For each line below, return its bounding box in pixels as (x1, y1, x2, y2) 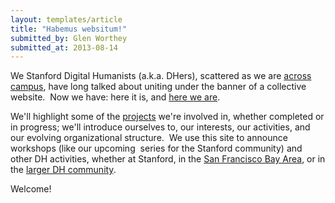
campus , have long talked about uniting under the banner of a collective (10, 81, 307, 93)
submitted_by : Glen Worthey (10, 33, 128, 43)
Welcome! (10, 183, 52, 195)
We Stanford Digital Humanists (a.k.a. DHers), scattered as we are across (10, 70, 312, 82)
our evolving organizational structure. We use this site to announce (10, 132, 288, 144)
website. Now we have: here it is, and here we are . (10, 91, 221, 103)
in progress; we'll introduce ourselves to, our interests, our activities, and (10, 121, 311, 133)
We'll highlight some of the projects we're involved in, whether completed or (10, 111, 325, 123)
